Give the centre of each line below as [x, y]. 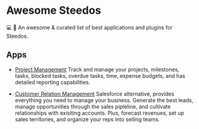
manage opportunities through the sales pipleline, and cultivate [93, 106]
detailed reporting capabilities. [52, 82]
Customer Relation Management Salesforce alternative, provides [95, 94]
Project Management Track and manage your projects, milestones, [97, 69]
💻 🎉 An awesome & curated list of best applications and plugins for [89, 27]
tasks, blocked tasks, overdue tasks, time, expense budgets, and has [100, 76]
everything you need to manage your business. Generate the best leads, [104, 100]
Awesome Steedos [54, 10]
